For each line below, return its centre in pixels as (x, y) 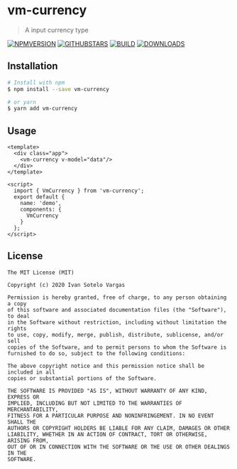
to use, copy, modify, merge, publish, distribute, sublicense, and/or (115, 334)
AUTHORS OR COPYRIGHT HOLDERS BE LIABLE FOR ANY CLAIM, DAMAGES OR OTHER (119, 428)
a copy (17, 304)
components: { (41, 210)
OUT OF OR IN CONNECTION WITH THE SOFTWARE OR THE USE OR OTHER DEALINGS (119, 447)
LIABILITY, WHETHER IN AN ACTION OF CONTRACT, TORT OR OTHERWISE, (108, 434)
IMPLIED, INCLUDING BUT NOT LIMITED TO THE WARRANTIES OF (95, 403)
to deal (19, 316)
